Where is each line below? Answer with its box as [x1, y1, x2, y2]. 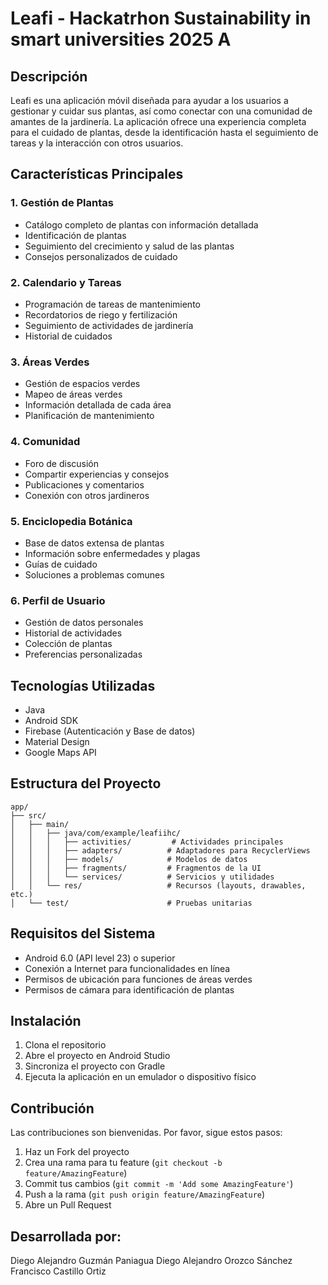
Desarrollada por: [10, 1228, 122, 1245]
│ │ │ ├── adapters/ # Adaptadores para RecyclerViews [10, 845, 311, 856]
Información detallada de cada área [24, 399, 172, 411]
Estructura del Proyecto [10, 775, 162, 792]
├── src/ [10, 810, 47, 821]
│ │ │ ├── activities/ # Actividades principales [10, 837, 284, 847]
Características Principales [10, 166, 184, 183]
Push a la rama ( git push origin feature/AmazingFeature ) [24, 1188, 266, 1201]
